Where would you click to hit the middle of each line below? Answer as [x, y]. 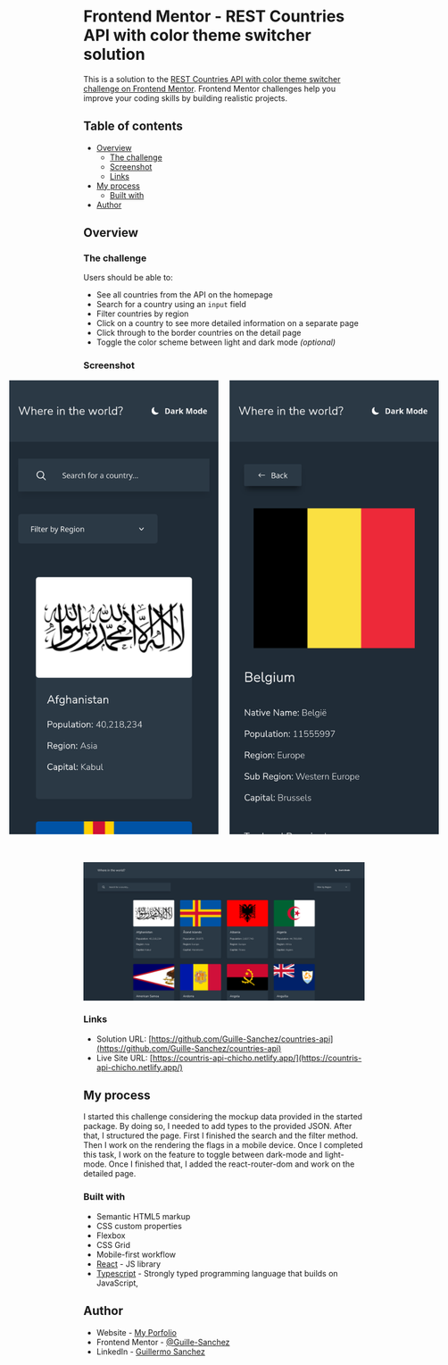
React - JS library [129, 1264]
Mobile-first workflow [136, 1254]
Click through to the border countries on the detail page [199, 333]
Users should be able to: [129, 278]
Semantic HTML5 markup [143, 1216]
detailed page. [110, 1174]
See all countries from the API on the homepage [184, 295]
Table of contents [133, 126]
